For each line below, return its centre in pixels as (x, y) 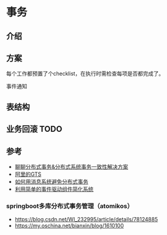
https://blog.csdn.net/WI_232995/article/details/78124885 (86, 219)
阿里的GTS (28, 174)
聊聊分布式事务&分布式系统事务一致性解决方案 (71, 166)
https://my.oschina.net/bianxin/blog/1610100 (69, 226)
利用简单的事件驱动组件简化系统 (54, 189)
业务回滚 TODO (34, 129)
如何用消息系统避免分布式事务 (51, 181)
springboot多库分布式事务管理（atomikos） (70, 206)
